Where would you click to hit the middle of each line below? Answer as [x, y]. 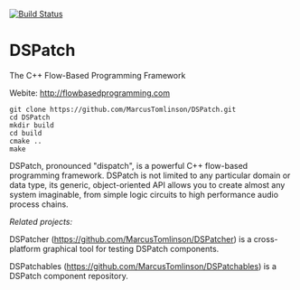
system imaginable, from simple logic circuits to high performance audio [144, 194]
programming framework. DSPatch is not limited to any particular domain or [150, 175]
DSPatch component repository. [69, 276]
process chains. [39, 204]
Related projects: [41, 221]
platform [25, 248]
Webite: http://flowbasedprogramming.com [89, 93]
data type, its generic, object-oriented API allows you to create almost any [147, 184]
